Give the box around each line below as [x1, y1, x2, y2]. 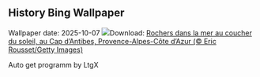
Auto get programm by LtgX [8, 60, 99, 69]
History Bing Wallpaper [8, 6, 125, 20]
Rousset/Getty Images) [8, 45, 84, 54]
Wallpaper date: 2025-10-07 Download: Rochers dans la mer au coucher [8, 27, 253, 38]
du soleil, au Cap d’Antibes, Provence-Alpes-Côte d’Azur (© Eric [8, 36, 217, 46]
